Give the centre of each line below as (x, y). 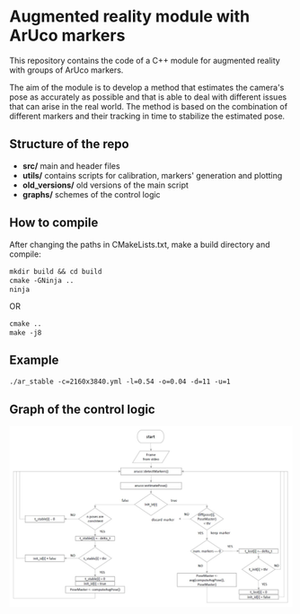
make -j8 (26, 333)
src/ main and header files (71, 166)
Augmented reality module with (129, 17)
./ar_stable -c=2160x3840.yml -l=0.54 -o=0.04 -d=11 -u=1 (120, 382)
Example (34, 360)
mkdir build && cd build (56, 271)
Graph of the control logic (82, 409)
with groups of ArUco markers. (66, 70)
